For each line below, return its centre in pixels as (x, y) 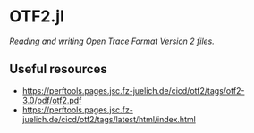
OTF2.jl (37, 17)
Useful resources (58, 69)
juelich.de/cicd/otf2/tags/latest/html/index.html (109, 119)
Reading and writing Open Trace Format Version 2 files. (112, 41)
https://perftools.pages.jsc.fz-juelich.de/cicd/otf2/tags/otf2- (133, 90)
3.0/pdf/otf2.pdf (52, 100)
